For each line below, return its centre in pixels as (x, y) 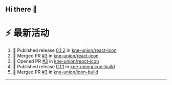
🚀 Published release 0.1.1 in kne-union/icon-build (64, 67)
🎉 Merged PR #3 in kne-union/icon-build (55, 72)
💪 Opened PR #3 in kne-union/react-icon (56, 61)
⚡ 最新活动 (27, 33)
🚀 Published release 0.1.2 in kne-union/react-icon (64, 50)
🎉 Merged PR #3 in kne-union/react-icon (56, 56)
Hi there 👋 (21, 9)
